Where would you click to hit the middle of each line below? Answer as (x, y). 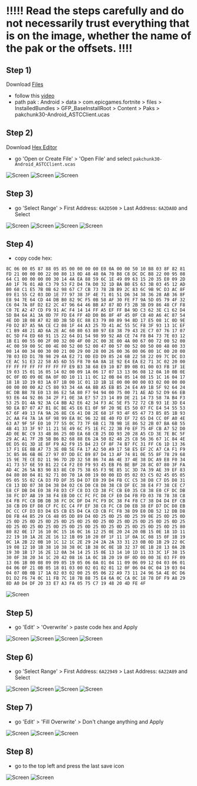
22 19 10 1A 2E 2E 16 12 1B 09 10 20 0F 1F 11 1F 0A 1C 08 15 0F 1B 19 (96, 537)
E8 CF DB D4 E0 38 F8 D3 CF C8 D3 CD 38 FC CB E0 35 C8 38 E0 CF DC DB (96, 491)
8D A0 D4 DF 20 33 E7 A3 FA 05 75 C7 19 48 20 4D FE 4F (76, 584)
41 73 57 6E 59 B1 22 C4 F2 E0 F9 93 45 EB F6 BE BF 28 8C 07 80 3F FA (96, 465)
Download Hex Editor (32, 147)
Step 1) (19, 70)
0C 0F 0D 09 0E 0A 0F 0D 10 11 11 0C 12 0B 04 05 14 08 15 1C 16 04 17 (96, 377)
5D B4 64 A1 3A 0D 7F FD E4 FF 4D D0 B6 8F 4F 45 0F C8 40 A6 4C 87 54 (96, 316)
